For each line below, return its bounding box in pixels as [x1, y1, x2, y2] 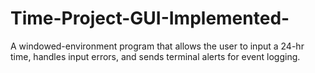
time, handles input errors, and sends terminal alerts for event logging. [10, 50, 301, 62]
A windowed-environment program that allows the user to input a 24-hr [10, 40, 305, 52]
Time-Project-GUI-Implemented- [10, 7, 290, 30]
